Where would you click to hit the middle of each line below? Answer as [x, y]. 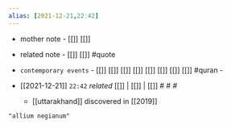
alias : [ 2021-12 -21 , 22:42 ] [54, 16]
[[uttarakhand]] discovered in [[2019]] [95, 101]
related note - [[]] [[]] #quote [68, 54]
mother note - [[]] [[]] [55, 39]
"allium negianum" [39, 116]
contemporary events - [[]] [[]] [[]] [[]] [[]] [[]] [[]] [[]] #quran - [122, 70]
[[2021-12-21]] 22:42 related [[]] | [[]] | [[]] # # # [99, 85]
